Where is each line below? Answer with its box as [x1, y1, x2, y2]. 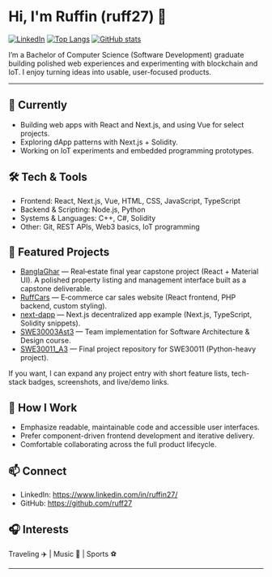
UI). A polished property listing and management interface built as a [19, 275, 247, 285]
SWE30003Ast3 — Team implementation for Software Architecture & [19, 327, 250, 337]
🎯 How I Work [8, 401, 78, 415]
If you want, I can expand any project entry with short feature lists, [8, 368, 230, 378]
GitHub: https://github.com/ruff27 [19, 498, 133, 508]
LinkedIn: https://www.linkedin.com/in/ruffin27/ [19, 490, 178, 499]
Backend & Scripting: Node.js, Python [19, 205, 146, 214]
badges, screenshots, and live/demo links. [28, 377, 170, 387]
